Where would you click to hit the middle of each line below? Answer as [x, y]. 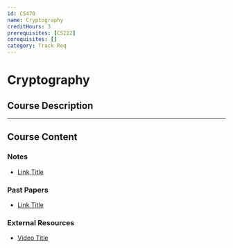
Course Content [42, 137]
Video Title [33, 238]
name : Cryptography [35, 20]
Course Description [50, 106]
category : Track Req [37, 46]
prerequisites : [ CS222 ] [42, 33]
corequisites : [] [32, 39]
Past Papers [28, 190]
